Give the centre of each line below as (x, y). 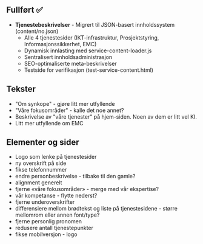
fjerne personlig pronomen (48, 221)
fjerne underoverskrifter (45, 202)
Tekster (21, 89)
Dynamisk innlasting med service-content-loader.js (88, 51)
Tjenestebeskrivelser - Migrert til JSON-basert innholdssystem (95, 24)
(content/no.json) (37, 31)
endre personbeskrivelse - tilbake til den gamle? (75, 176)
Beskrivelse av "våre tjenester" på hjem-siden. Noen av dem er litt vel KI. (106, 117)
